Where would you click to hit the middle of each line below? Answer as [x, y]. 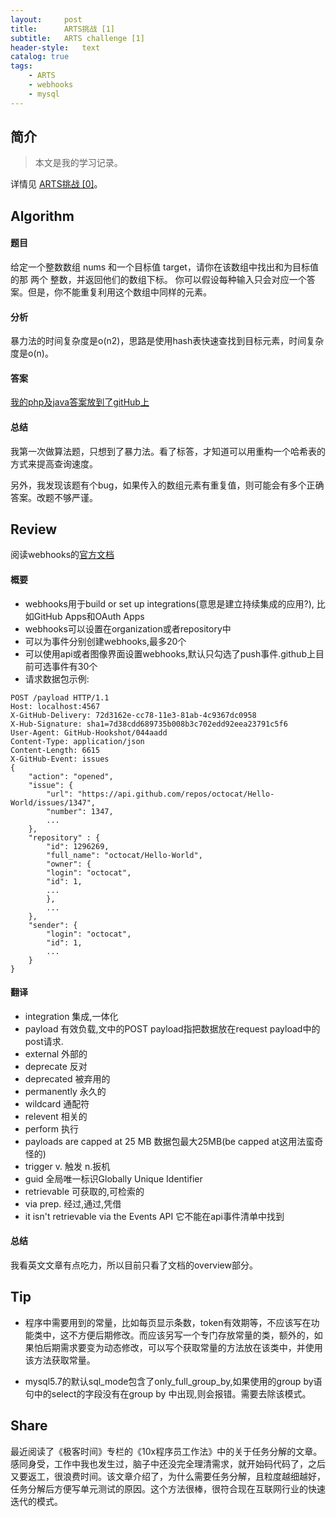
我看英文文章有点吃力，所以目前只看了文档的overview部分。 [134, 1265]
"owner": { [69, 864]
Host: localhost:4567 [55, 706]
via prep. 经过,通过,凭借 [73, 1203]
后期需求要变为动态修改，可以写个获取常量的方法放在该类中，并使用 [182, 1347]
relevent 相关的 [56, 1116]
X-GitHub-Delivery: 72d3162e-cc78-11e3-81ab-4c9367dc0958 [133, 715]
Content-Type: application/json [77, 741]
